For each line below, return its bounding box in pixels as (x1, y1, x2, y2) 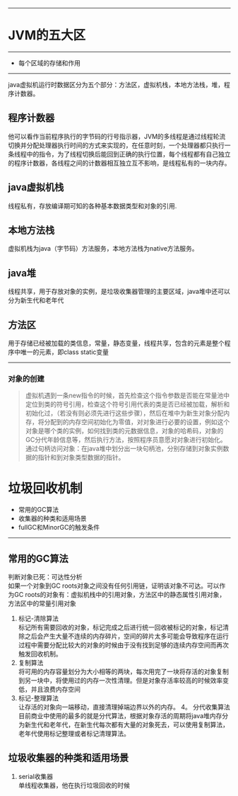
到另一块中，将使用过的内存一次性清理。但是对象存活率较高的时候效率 (18, 676, 223, 685)
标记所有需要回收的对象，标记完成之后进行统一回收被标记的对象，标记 (18, 623, 223, 632)
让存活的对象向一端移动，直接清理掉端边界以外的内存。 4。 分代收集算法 (18, 703, 230, 712)
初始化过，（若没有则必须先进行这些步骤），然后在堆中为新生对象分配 (25, 409, 224, 418)
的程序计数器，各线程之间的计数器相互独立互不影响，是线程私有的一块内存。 (8, 159, 231, 167)
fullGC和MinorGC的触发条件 (18, 523, 100, 532)
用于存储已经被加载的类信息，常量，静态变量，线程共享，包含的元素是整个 (8, 339, 225, 347)
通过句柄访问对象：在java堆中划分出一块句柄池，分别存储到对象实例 (25, 444, 223, 453)
